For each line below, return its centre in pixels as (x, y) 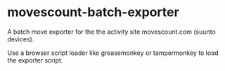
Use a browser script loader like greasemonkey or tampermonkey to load (113, 53)
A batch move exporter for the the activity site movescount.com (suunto (111, 32)
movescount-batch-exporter (93, 12)
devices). (21, 39)
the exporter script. (35, 60)
